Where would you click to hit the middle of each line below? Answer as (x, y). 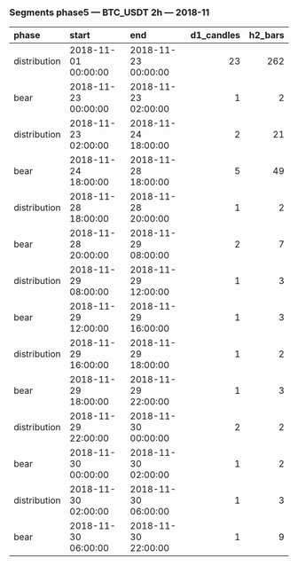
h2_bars (267, 35)
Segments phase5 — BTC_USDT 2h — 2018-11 (110, 12)
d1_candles (216, 35)
